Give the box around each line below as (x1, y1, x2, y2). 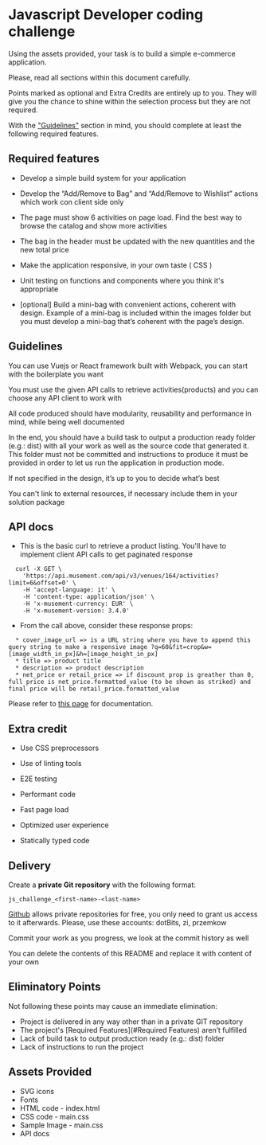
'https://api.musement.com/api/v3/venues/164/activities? (22, 572, 219, 580)
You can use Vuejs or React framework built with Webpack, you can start (8, 361, 248, 370)
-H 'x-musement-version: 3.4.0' (22, 607, 130, 615)
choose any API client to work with (8, 393, 122, 403)
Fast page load (19, 805, 69, 815)
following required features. (8, 129, 100, 139)
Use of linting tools (19, 759, 82, 768)
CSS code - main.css (19, 1112, 89, 1121)
